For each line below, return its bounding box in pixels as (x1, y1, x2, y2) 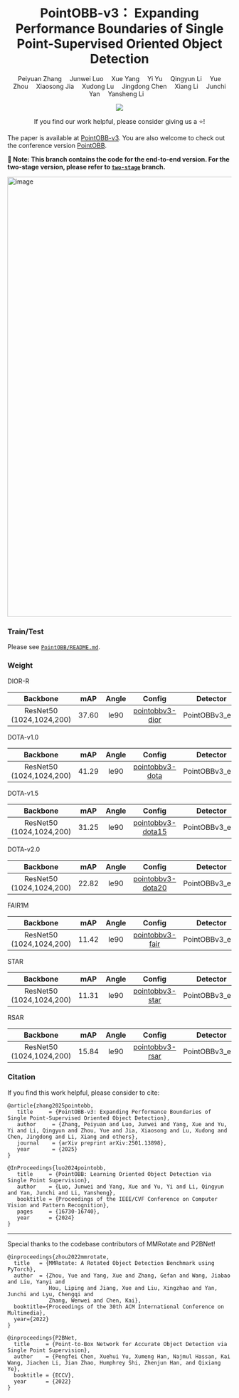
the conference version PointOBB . (7, 141, 107, 149)
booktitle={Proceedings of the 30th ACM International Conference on (14, 1303, 224, 1310)
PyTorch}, (7, 1266, 37, 1273)
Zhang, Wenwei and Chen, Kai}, (48, 1297, 142, 1304)
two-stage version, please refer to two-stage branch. (7, 162, 166, 171)
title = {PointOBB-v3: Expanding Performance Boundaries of (16, 1108, 212, 1115)
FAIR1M (7, 900, 29, 910)
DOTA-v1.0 (7, 732, 39, 741)
